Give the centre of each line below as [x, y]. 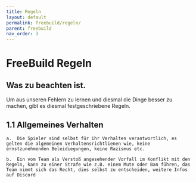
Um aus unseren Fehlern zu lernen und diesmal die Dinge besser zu [89, 100]
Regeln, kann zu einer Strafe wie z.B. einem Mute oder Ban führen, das [98, 165]
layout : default [26, 17]
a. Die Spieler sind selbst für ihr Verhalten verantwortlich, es [92, 138]
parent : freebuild [29, 28]
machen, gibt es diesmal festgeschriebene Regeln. [68, 106]
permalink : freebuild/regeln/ [44, 23]
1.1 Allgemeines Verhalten [55, 125]
